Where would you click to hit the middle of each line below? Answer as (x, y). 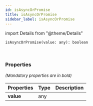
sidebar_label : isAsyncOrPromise (40, 19)
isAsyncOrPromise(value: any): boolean (47, 42)
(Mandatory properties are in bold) (38, 75)
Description (69, 87)
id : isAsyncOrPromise (28, 10)
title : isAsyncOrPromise (31, 14)
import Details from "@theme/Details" (44, 33)
